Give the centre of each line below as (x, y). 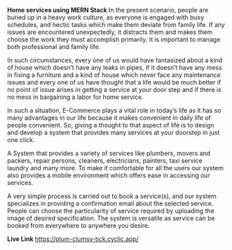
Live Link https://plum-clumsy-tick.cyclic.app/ (73, 239)
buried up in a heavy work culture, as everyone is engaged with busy (106, 17)
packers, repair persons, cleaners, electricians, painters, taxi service (105, 161)
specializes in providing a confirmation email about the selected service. (110, 203)
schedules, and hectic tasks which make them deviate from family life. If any (116, 25)
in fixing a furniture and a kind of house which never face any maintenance (114, 75)
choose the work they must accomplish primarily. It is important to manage (114, 39)
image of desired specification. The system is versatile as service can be (111, 218)
